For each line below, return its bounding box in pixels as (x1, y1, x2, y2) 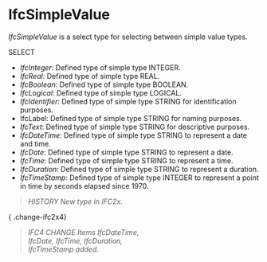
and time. (19, 139, 51, 148)
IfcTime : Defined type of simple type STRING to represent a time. (19, 155, 234, 165)
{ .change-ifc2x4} (8, 212, 67, 221)
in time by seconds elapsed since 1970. (19, 181, 149, 190)
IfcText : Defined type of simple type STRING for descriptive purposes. (19, 122, 250, 131)
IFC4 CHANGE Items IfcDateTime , (27, 227, 139, 237)
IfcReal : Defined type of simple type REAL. (19, 71, 160, 80)
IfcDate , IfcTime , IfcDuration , (27, 236, 124, 245)
